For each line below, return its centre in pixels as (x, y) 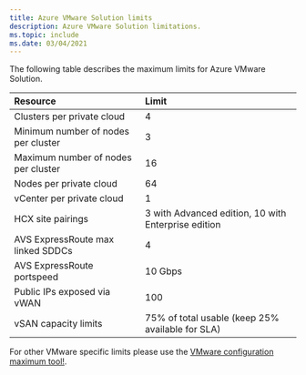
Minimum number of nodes (72, 131)
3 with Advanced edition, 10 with (216, 213)
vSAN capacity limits (58, 324)
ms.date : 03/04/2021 (49, 43)
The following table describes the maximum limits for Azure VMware (138, 69)
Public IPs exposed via (62, 292)
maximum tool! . (38, 361)
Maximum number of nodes (73, 157)
